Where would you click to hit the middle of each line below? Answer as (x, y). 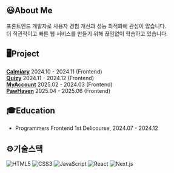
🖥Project (23, 54)
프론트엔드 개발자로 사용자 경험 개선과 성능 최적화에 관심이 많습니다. (86, 26)
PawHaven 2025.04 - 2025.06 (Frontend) (59, 90)
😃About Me (29, 11)
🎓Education (31, 111)
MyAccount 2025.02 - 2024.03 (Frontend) (60, 84)
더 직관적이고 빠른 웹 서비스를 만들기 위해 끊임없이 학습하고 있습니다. (87, 33)
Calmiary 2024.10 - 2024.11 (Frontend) (54, 71)
